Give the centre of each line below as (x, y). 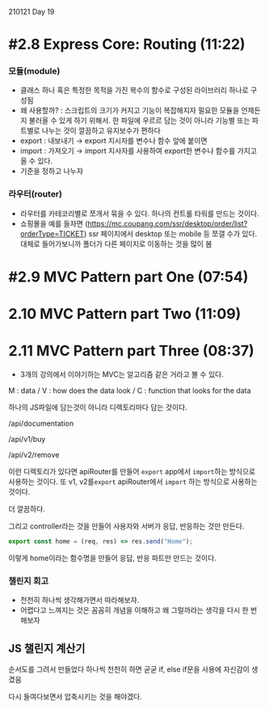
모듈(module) (34, 71)
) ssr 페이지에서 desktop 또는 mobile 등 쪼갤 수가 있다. (170, 233)
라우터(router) (36, 194)
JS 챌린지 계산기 (47, 648)
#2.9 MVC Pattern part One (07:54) (128, 276)
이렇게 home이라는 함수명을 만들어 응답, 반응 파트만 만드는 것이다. (112, 558)
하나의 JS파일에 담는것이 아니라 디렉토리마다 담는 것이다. (98, 407)
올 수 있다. (36, 161)
